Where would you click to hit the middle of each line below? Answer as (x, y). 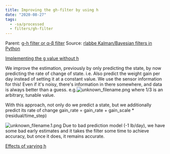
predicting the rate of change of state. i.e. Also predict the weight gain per (83, 73)
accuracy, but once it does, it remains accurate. (55, 136)
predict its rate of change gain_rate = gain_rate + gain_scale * (70, 110)
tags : (11, 19)
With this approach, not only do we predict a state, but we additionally (78, 105)
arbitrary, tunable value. (30, 95)
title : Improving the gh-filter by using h (52, 10)
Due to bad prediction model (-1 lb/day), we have (114, 126)
